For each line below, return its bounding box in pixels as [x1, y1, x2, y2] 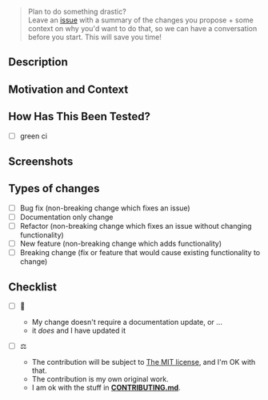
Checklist [8, 280, 58, 294]
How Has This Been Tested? [8, 110, 150, 123]
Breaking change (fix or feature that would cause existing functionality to [19, 248, 261, 258]
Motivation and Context [8, 82, 129, 96]
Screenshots [8, 155, 74, 169]
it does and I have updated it [31, 326, 126, 335]
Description [8, 55, 68, 69]
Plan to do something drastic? [27, 7, 126, 16]
